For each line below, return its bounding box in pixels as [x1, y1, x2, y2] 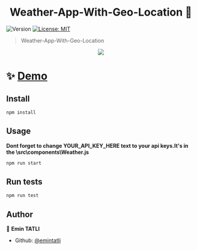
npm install [6, 109, 36, 115]
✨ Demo [6, 69, 48, 83]
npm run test [6, 192, 39, 199]
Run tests [6, 177, 43, 187]
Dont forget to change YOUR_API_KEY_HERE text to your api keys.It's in [6, 142, 189, 149]
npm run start [6, 160, 42, 166]
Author [6, 209, 33, 219]
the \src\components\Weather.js [6, 148, 89, 156]
